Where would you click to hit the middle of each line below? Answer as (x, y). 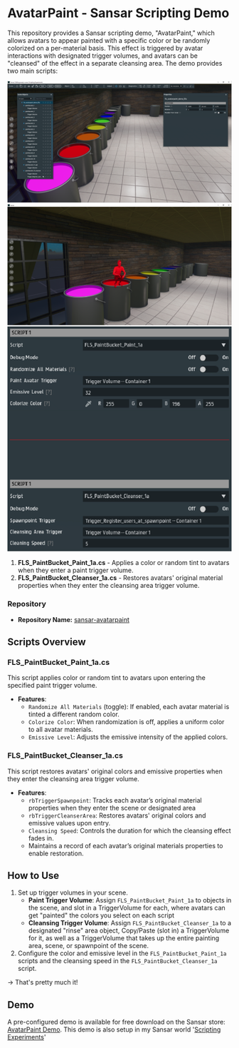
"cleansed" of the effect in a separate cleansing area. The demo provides (115, 63)
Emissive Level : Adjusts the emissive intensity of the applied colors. (128, 737)
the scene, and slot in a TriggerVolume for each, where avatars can (127, 908)
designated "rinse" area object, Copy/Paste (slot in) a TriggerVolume (129, 931)
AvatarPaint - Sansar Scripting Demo (118, 13)
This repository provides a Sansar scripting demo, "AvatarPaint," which (111, 33)
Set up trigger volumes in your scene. (73, 892)
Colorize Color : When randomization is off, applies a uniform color (126, 722)
